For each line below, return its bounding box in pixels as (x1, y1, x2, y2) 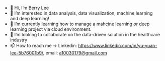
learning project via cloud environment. (10, 26, 92, 32)
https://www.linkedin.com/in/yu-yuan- (77, 43, 157, 48)
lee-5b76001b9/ (10, 50, 44, 55)
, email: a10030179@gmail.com (43, 50, 107, 55)
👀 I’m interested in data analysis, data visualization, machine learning (10, 10, 153, 16)
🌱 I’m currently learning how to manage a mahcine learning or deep (10, 21, 150, 27)
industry (10, 37, 28, 43)
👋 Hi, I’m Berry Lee (10, 5, 49, 11)
